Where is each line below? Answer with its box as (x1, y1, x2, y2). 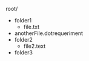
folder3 (14, 49, 33, 56)
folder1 (14, 17, 32, 24)
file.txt (23, 24, 40, 30)
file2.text (23, 42, 46, 50)
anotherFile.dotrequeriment (14, 30, 83, 37)
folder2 (14, 36, 33, 43)
